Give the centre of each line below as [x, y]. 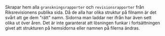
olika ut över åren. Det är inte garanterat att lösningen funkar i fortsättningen [83, 23]
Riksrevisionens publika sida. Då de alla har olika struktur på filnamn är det [81, 12]
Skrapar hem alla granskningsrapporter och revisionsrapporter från [75, 7]
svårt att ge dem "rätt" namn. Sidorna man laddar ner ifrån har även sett [78, 18]
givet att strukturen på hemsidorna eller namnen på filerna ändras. [73, 28]
